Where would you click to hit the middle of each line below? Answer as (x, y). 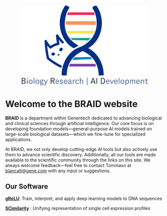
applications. (18, 139)
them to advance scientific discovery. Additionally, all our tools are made (81, 154)
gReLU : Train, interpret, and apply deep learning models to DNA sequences (84, 199)
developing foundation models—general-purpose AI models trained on (79, 129)
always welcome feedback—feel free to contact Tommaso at (68, 165)
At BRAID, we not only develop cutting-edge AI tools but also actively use (81, 149)
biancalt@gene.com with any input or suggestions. (58, 171)
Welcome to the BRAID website (71, 104)
